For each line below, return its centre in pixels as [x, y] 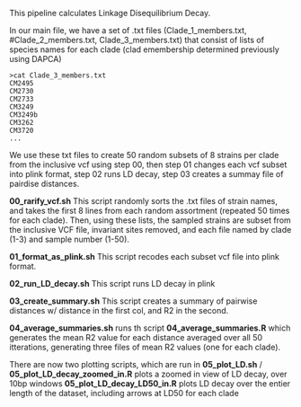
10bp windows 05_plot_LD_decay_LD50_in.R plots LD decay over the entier [150, 384]
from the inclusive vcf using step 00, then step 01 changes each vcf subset [148, 164]
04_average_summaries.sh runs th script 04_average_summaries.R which [150, 328]
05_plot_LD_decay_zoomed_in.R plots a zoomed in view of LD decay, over [148, 374]
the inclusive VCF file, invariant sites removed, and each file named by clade [150, 230]
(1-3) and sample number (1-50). [70, 239]
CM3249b [24, 115]
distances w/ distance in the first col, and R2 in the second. [119, 310]
